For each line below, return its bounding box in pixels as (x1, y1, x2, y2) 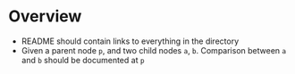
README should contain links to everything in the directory (21, 36, 240, 46)
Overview (8, 6, 82, 27)
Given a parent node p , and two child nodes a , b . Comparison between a (21, 45, 287, 55)
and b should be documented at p (21, 54, 145, 65)
